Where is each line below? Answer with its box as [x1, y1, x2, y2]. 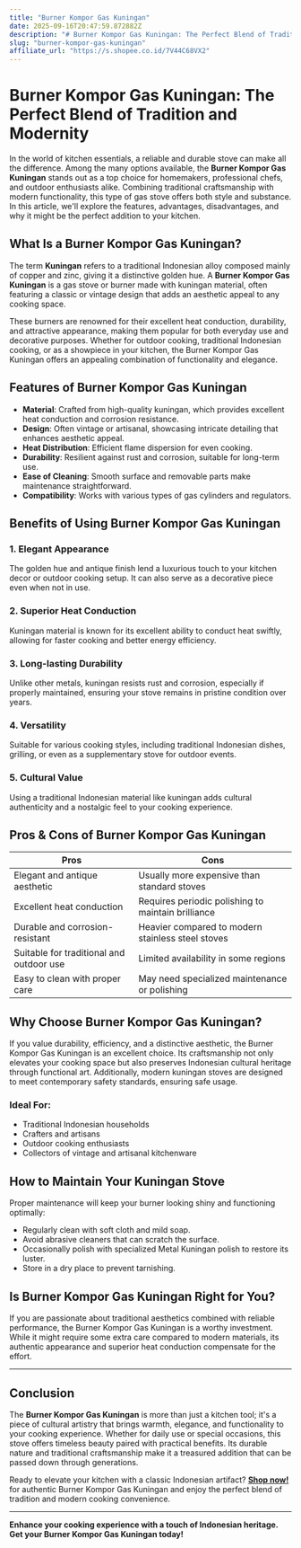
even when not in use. [9, 582, 91, 593]
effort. [9, 1351, 33, 1362]
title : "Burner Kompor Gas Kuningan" [9, 13, 150, 22]
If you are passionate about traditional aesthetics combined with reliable [9, 1313, 275, 1323]
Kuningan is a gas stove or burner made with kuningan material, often [9, 279, 268, 290]
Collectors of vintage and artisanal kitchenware [21, 1147, 197, 1159]
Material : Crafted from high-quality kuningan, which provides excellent [21, 403, 285, 414]
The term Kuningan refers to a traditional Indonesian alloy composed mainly [9, 260, 291, 270]
